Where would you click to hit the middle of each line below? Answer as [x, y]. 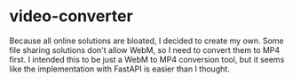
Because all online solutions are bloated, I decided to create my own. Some [146, 41]
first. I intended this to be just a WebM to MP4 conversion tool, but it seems [147, 59]
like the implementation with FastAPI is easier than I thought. [120, 69]
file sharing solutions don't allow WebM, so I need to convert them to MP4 [145, 49]
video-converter [71, 16]
